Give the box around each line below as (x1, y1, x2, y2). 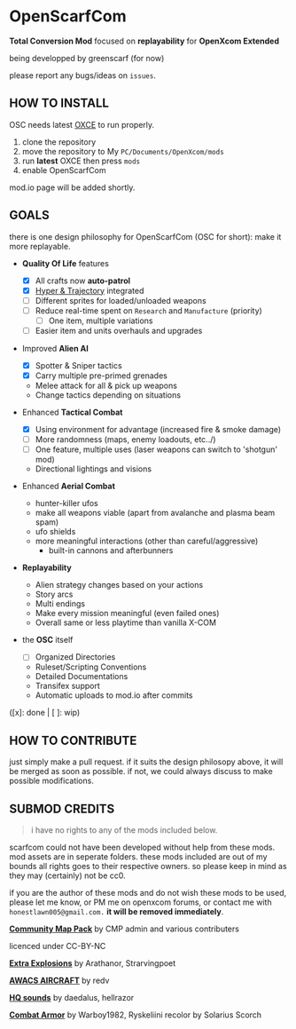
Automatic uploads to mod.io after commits (35, 690, 193, 701)
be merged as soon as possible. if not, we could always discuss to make (9, 766, 273, 777)
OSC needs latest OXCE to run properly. (9, 119, 155, 130)
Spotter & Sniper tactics (35, 360, 122, 370)
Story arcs (35, 589, 74, 600)
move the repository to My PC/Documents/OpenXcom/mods (21, 146, 224, 156)
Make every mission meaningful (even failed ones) (35, 608, 220, 619)
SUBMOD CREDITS (9, 801, 115, 816)
